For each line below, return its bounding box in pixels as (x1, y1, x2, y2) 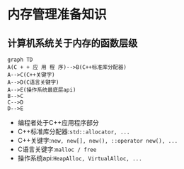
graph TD (7, 56, 33, 63)
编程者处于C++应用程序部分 (17, 119, 99, 126)
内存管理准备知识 (7, 6, 108, 23)
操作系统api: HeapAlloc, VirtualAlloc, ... (17, 154, 143, 162)
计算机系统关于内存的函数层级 (7, 37, 138, 49)
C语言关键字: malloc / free (17, 145, 97, 153)
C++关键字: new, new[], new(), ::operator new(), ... (17, 136, 178, 144)
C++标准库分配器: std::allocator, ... (17, 127, 130, 136)
